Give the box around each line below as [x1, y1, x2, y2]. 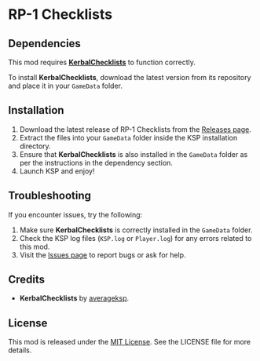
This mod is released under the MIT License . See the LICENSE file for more [8, 337, 251, 347]
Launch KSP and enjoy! [19, 166, 95, 176]
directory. [19, 141, 51, 151]
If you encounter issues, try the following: [8, 210, 143, 219]
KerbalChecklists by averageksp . [19, 294, 130, 303]
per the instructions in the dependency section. [19, 158, 173, 167]
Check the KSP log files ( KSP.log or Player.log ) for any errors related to [19, 233, 252, 242]
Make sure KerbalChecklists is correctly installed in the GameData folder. [19, 225, 253, 235]
